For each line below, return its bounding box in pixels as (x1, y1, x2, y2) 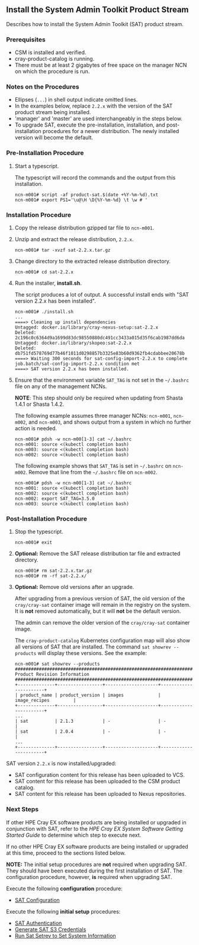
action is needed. (14, 425, 57, 431)
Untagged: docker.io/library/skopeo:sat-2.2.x (14, 340, 132, 346)
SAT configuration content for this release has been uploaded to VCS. (14, 771, 185, 779)
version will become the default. (14, 134, 94, 141)
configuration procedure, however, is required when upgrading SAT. (6, 873, 172, 880)
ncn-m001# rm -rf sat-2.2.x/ (14, 573, 87, 579)
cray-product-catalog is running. (14, 55, 95, 62)
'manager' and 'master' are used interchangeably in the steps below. (14, 115, 182, 122)
